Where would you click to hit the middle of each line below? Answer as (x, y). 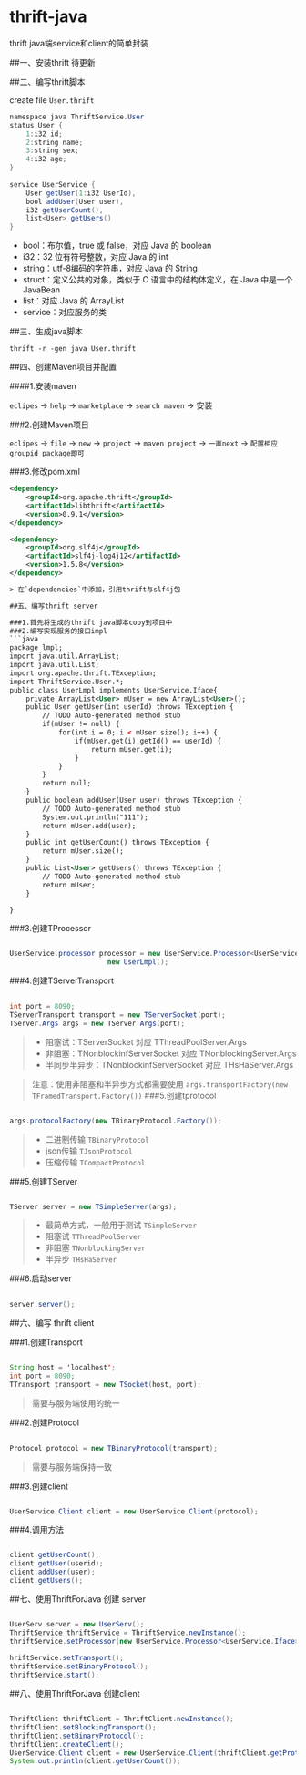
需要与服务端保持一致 (71, 1467)
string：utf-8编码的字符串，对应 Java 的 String (110, 268)
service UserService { (52, 184)
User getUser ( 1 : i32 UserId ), (81, 193)
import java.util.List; (55, 665)
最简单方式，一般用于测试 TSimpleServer (121, 1225)
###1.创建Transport (46, 1342)
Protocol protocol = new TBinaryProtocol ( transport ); (114, 1448)
